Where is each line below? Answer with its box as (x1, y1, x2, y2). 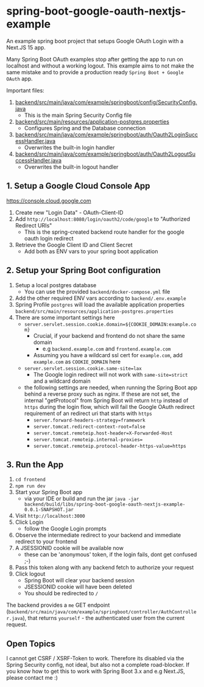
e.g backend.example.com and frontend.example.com (42, 345, 171, 352)
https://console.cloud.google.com (6, 197, 91, 204)
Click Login (15, 518, 44, 526)
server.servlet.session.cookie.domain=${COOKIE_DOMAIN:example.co (24, 321, 197, 327)
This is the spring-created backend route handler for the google (24, 228, 185, 235)
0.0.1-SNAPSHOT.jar (24, 507, 74, 513)
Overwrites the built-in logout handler (24, 163, 119, 170)
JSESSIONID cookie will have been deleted (24, 583, 132, 591)
